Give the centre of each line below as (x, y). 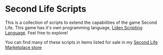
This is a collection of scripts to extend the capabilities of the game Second (81, 22)
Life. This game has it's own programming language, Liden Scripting (74, 27)
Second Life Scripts (46, 9)
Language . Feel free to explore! (37, 33)
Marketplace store (23, 47)
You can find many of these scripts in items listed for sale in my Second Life (81, 42)
